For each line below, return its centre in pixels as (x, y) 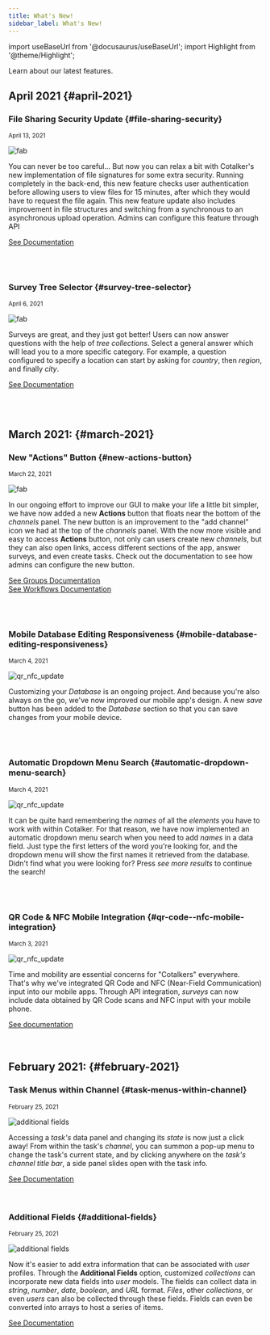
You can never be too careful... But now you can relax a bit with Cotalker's (131, 166)
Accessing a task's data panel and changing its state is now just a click (126, 1137)
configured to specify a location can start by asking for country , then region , (135, 360)
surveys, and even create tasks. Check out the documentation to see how (131, 556)
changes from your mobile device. (65, 718)
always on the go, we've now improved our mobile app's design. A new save (135, 701)
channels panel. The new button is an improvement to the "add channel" (129, 522)
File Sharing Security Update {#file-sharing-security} (116, 119)
